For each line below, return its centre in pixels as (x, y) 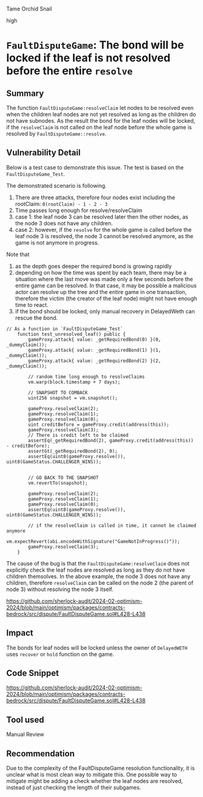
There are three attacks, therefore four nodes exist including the (95, 197)
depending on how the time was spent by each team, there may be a (101, 272)
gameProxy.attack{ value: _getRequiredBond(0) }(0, (95, 340)
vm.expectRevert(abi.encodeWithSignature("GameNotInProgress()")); (93, 541)
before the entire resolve (70, 71)
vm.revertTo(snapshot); (58, 483)
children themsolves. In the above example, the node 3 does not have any (98, 576)
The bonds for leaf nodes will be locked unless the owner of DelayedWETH (97, 648)
